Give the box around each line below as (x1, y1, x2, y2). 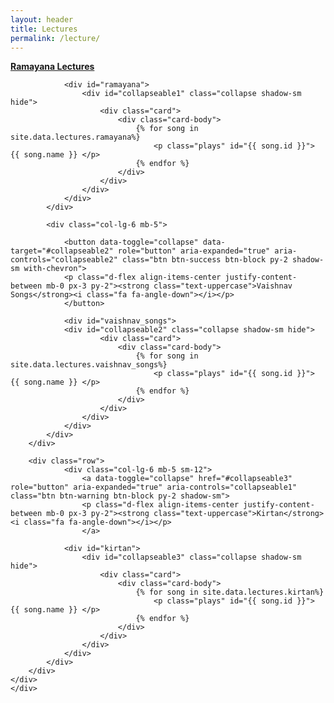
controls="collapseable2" (10, 255, 118, 265)
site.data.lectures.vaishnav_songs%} (10, 360, 168, 370)
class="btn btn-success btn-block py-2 (121, 255, 288, 265)
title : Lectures (10, 24, 78, 34)
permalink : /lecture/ (10, 33, 101, 43)
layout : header (10, 14, 74, 25)
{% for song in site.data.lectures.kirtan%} (135, 587, 325, 598)
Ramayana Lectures (10, 61, 95, 73)
